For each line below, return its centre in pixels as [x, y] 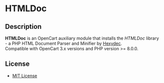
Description [23, 27]
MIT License [25, 76]
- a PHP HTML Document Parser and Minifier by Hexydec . [64, 43]
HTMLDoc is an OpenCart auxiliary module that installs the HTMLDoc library [82, 38]
